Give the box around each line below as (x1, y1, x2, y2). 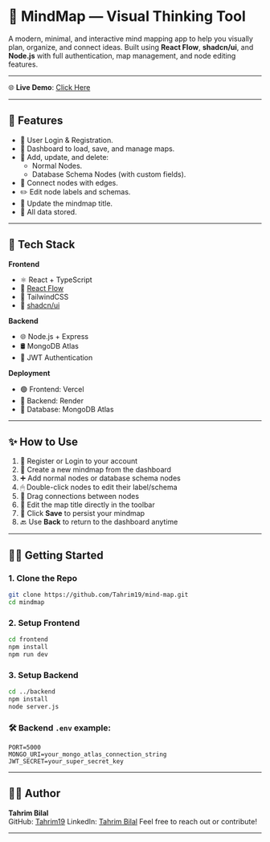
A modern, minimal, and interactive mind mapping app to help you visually (8, 34, 253, 43)
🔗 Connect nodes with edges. (19, 178, 119, 187)
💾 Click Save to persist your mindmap (19, 509, 145, 518)
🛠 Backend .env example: (8, 722, 111, 734)
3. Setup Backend (8, 669, 79, 681)
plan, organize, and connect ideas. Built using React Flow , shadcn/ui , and (8, 42, 254, 51)
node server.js (8, 702, 59, 710)
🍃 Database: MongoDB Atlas (19, 404, 114, 414)
